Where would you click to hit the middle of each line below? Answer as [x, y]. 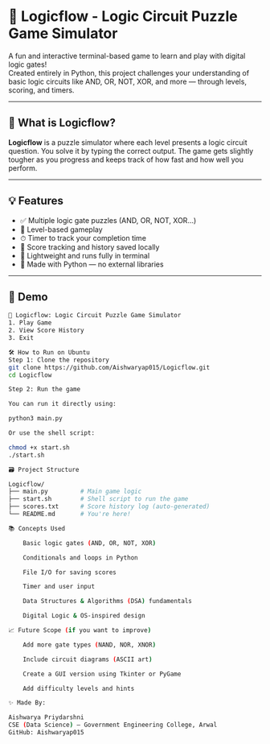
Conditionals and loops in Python [80, 558]
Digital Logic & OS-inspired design [84, 616]
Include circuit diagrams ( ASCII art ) [88, 659]
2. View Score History [46, 331]
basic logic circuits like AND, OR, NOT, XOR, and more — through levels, [128, 81]
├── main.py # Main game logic [75, 492]
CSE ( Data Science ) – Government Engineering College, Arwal [113, 725]
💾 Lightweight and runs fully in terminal [85, 255]
